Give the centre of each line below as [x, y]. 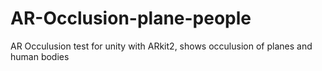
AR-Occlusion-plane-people [131, 18]
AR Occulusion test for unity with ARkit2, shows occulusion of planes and [161, 46]
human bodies [40, 56]
